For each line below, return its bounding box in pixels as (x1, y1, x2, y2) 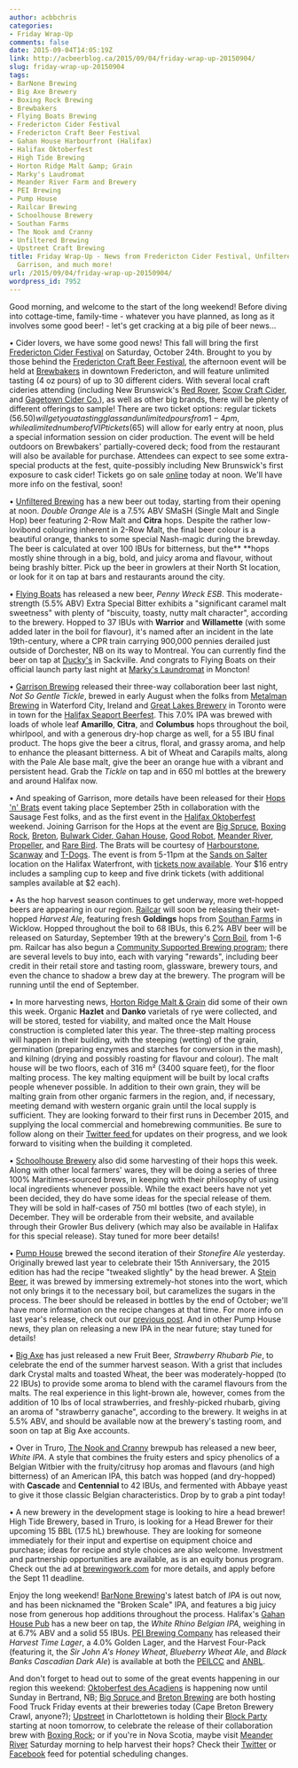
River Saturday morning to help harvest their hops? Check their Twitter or (9, 1739, 277, 1749)
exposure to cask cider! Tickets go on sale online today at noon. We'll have (9, 469, 283, 480)
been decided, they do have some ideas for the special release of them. (9, 1192, 272, 1203)
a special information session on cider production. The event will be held (9, 431, 275, 442)
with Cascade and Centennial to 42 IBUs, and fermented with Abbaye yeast (9, 1480, 288, 1490)
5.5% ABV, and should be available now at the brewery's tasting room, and (9, 1416, 282, 1426)
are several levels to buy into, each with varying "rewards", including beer (9, 951, 278, 962)
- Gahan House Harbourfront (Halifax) (9, 137, 153, 145)
